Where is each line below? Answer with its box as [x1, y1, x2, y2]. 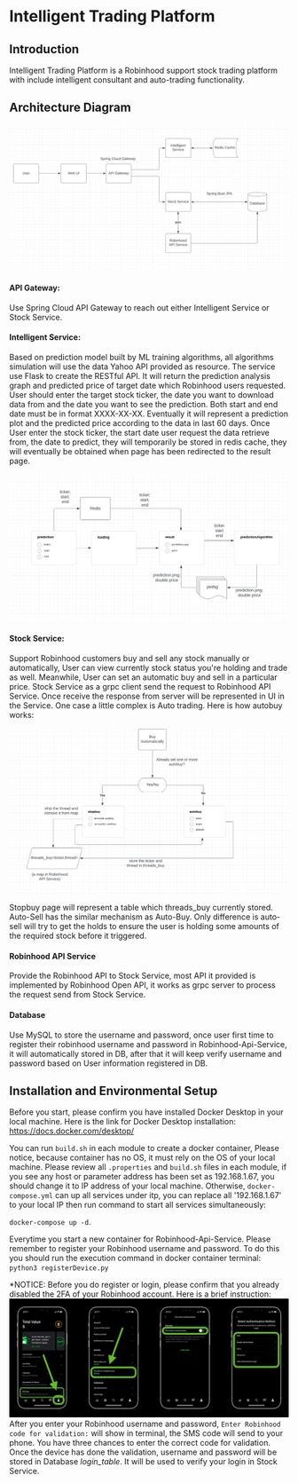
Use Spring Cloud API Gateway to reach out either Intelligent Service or [9, 302, 270, 312]
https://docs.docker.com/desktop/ [9, 1125, 135, 1137]
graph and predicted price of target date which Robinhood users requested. [9, 380, 286, 391]
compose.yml [9, 1192, 53, 1201]
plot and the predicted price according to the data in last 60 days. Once [9, 418, 271, 429]
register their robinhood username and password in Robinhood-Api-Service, [9, 1038, 287, 1049]
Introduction [9, 42, 80, 57]
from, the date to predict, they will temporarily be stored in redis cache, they [9, 437, 287, 447]
